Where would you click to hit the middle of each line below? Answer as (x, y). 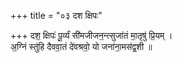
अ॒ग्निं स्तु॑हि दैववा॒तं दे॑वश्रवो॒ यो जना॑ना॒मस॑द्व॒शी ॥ (81, 46)
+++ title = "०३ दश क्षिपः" (56, 15)
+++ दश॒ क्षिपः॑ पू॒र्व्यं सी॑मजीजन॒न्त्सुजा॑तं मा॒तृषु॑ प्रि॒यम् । (91, 35)
